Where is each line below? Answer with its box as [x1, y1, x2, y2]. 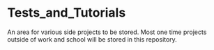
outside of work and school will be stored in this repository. [7, 35, 178, 43]
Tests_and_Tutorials [7, 5, 126, 21]
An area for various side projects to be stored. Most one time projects [7, 28, 207, 36]
